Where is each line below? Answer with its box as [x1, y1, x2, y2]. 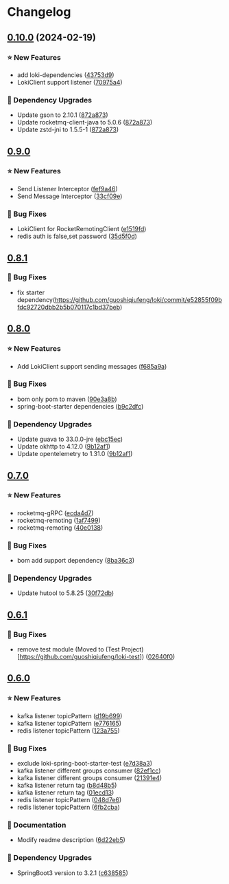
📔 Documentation [7, 820, 67, 830]
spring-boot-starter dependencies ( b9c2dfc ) [16, 402, 144, 410]
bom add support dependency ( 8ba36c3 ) [16, 557, 135, 565]
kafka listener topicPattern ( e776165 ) [16, 719, 122, 727]
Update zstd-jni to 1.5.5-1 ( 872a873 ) [16, 125, 119, 134]
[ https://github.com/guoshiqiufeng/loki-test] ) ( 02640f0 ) [16, 653, 176, 661]
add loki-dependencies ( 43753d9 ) [16, 70, 114, 79]
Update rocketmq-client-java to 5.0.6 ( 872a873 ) [16, 118, 153, 127]
